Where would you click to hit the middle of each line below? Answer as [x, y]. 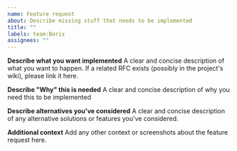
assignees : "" [28, 41]
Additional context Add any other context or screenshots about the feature [118, 132]
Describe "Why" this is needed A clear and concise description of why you [118, 90]
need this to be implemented [49, 98]
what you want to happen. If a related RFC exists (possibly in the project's [115, 68]
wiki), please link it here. [43, 76]
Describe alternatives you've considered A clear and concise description [116, 111]
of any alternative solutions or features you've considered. [93, 119]
